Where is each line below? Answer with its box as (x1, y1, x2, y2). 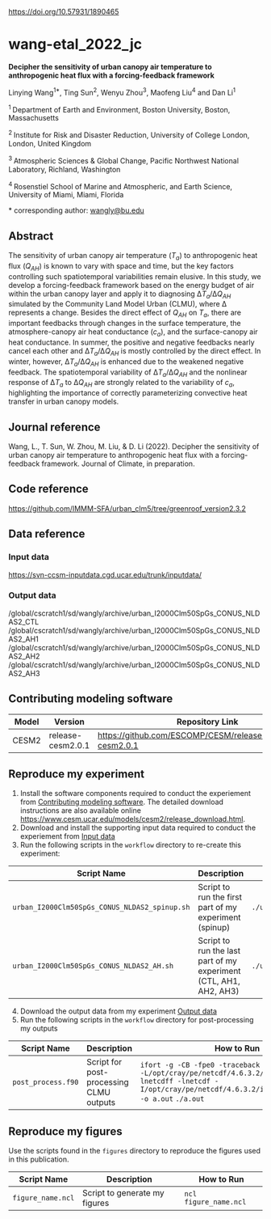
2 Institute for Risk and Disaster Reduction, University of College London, (8, 129, 250, 140)
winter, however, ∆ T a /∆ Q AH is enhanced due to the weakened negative (8, 356, 244, 368)
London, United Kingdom (8, 138, 92, 148)
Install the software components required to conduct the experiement (19, 789, 252, 798)
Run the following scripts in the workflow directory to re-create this (19, 840, 242, 850)
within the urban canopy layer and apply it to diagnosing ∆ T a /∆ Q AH (8, 289, 231, 300)
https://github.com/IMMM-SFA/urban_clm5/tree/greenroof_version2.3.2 (8, 503, 246, 513)
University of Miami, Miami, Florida (8, 190, 124, 200)
